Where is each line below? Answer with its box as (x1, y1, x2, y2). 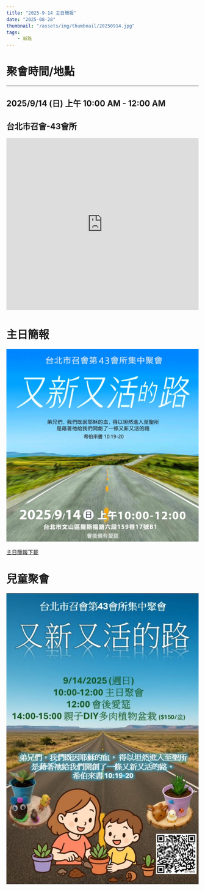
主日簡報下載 (6, 548, 38, 556)
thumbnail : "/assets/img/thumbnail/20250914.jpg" (6, 23, 135, 29)
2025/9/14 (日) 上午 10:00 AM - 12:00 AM (6, 99, 166, 109)
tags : (6, 29, 20, 35)
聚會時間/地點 (6, 65, 75, 79)
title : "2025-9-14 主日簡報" (6, 10, 77, 16)
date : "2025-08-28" (6, 16, 56, 23)
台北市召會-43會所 (6, 121, 77, 132)
